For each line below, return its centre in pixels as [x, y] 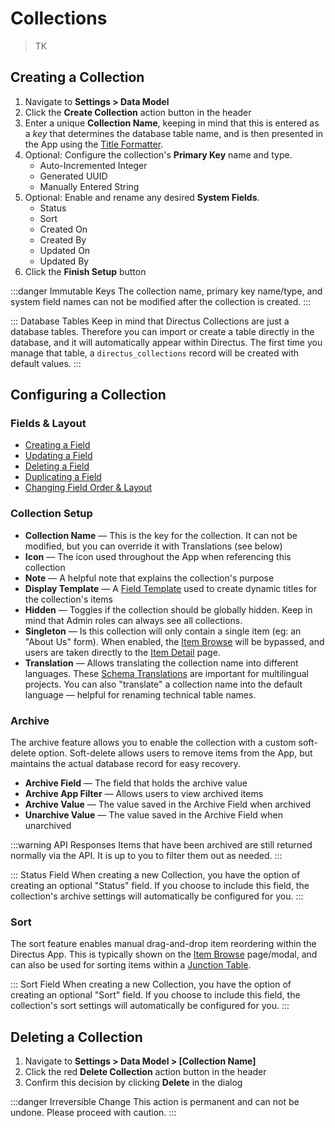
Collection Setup [51, 514]
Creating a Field [57, 445]
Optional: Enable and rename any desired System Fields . [142, 197]
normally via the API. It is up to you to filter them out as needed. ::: [146, 856]
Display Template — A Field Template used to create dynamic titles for [171, 588]
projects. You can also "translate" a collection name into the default [163, 684]
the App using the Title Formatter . [94, 144]
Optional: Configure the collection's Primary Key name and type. [158, 154]
